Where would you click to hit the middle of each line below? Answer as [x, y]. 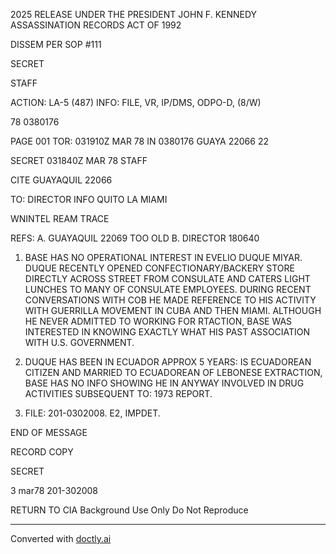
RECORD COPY [42, 452]
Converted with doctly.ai [61, 538]
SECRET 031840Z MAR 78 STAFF [79, 160]
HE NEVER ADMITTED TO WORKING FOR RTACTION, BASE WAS [158, 321]
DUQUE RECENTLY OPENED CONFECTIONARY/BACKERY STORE [159, 268]
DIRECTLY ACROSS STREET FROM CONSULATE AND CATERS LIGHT [167, 278]
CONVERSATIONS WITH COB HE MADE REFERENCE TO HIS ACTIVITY [170, 300]
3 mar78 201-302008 [54, 490]
